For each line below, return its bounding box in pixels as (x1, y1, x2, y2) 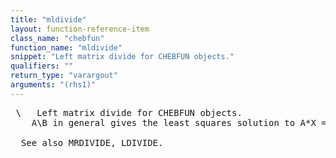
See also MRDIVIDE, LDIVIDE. (20, 137, 164, 148)
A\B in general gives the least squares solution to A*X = (31, 117, 327, 128)
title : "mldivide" (10, 14, 87, 25)
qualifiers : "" (10, 61, 74, 71)
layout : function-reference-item (10, 24, 150, 34)
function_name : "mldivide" (10, 42, 123, 53)
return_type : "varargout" (10, 71, 118, 81)
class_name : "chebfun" (10, 33, 105, 43)
